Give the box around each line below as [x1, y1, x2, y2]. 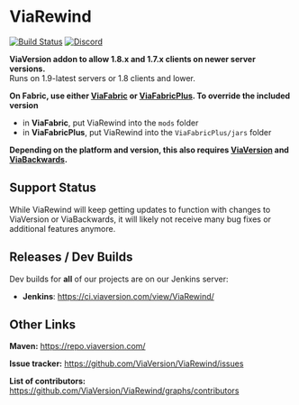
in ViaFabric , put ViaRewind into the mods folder [22, 117, 199, 128]
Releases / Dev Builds [9, 250, 133, 265]
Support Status [9, 180, 97, 196]
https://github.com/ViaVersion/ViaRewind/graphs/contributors [9, 385, 240, 396]
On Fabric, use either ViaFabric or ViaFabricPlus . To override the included [9, 90, 291, 101]
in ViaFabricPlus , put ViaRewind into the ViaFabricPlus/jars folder [22, 126, 272, 137]
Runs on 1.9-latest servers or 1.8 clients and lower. [9, 72, 195, 83]
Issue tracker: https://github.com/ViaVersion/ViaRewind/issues [9, 358, 244, 369]
